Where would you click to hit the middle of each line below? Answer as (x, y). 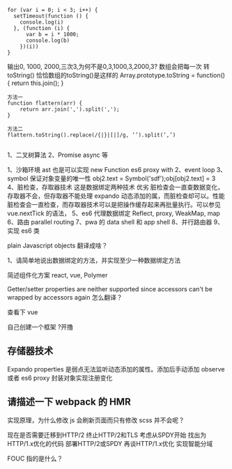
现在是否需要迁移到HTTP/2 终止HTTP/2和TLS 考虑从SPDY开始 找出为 (107, 435)
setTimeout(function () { (51, 16)
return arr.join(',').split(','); (70, 109)
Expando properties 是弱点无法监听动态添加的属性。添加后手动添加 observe (116, 369)
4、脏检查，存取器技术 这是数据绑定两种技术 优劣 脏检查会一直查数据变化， (116, 187)
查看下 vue (23, 312)
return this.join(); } (38, 83)
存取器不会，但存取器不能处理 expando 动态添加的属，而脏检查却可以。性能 (116, 196)
